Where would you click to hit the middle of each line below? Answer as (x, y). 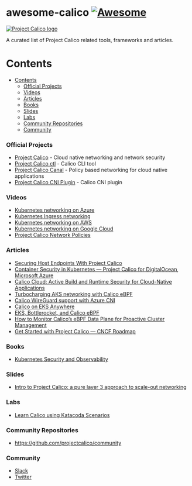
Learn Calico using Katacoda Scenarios (62, 415)
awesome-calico (48, 13)
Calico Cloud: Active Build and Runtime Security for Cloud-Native (93, 281)
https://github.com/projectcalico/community (68, 443)
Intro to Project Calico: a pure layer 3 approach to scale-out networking (100, 387)
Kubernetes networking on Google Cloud (64, 229)
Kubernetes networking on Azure (54, 210)
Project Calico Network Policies (52, 235)
